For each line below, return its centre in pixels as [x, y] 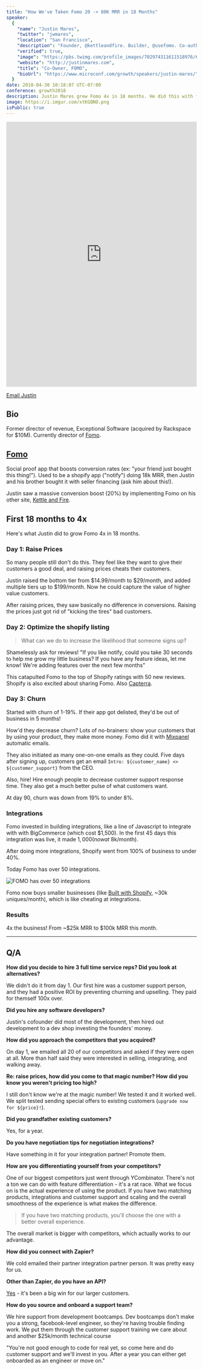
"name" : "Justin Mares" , [48, 29]
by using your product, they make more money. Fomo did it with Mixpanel [98, 736]
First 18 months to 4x [47, 519]
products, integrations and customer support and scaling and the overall [96, 1197]
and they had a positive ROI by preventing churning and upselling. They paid [101, 992]
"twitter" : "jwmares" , [46, 35]
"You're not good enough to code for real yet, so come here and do [90, 1348]
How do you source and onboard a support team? [69, 1305]
